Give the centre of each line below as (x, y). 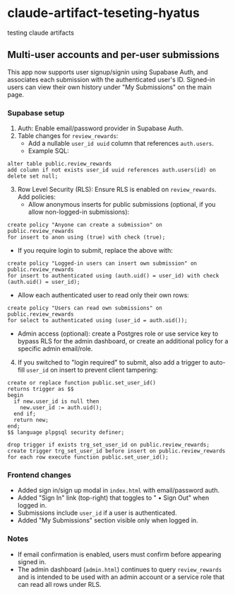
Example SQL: (48, 151)
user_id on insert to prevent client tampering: (92, 370)
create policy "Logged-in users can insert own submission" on (102, 263)
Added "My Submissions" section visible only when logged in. (108, 520)
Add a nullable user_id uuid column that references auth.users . (121, 144)
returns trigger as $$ (41, 389)
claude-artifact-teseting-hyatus (103, 13)
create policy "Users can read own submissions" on (85, 308)
